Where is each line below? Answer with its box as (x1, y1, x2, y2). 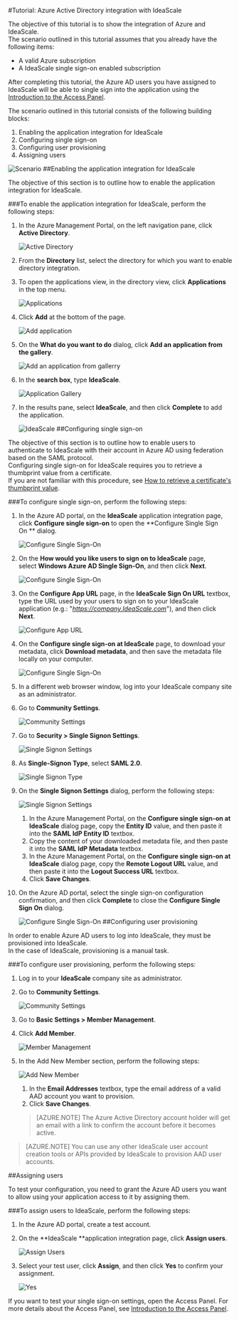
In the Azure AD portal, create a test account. (18, 1220, 152, 1228)
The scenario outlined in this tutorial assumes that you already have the (8, 35, 218, 43)
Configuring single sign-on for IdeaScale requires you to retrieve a (8, 461, 203, 469)
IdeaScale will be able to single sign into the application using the (8, 85, 200, 93)
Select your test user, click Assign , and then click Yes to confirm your (18, 1262, 223, 1270)
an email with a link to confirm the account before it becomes (36, 1121, 216, 1129)
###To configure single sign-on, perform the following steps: (8, 498, 187, 506)
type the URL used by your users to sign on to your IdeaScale (18, 597, 199, 605)
